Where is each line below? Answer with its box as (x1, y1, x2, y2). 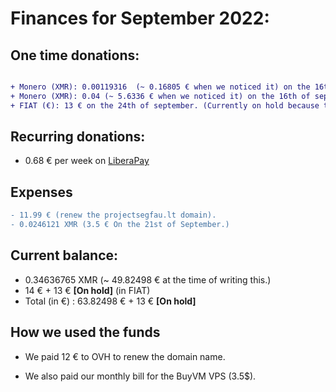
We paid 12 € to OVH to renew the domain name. (24, 350, 226, 362)
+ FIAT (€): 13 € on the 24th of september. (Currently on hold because (10, 100, 320, 111)
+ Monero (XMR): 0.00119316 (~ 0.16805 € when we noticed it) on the (10, 82, 311, 92)
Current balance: (10, 247, 119, 264)
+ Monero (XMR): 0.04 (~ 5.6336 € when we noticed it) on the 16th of (10, 91, 311, 101)
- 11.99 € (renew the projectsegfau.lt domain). (10, 210, 217, 221)
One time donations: (10, 47, 140, 64)
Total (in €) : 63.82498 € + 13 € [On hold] (24, 295, 197, 307)
